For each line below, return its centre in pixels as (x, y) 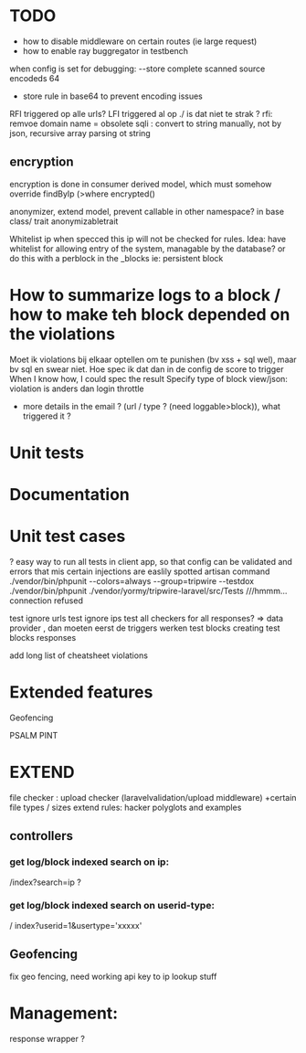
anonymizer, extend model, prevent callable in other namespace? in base (147, 211)
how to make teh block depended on (150, 314)
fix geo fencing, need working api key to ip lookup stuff (113, 976)
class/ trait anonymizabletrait (64, 221)
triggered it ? (47, 416)
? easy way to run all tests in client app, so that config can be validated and (151, 562)
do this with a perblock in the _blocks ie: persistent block (116, 258)
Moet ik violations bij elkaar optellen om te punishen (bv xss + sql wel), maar (153, 359)
